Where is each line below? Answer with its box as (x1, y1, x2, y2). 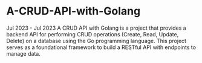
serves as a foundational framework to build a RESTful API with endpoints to (6, 44, 197, 51)
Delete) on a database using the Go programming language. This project (6, 37, 186, 44)
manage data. (6, 50, 41, 57)
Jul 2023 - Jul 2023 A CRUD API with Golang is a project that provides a (6, 24, 186, 31)
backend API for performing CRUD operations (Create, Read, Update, (6, 30, 179, 38)
